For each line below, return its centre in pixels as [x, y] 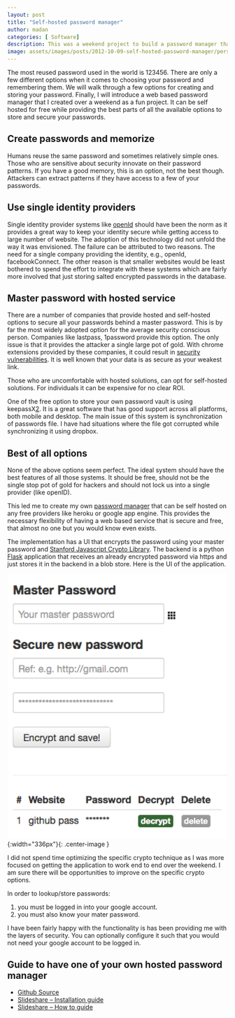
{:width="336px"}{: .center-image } [58, 844]
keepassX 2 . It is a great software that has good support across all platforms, [117, 409]
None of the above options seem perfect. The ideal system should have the [116, 470]
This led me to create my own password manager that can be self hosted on [117, 506]
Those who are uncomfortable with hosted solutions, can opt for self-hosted [117, 380]
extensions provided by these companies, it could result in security [104, 352]
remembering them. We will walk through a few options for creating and [111, 87]
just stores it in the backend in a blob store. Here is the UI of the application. [116, 564]
